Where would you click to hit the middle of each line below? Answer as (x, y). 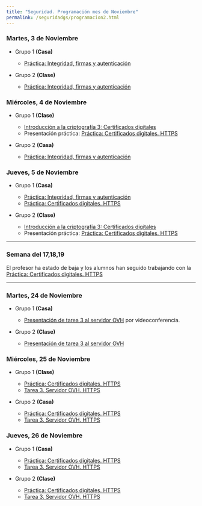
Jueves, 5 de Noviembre (42, 172)
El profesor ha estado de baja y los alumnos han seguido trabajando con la (99, 267)
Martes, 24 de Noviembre (44, 295)
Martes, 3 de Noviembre (42, 39)
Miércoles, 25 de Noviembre (48, 359)
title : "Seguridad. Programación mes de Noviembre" (72, 12)
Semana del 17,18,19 (35, 255)
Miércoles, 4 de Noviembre (47, 102)
